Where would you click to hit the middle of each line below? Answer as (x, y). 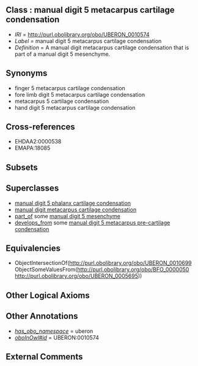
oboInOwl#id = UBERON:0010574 (57, 337)
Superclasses (32, 189)
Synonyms (27, 73)
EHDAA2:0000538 (38, 142)
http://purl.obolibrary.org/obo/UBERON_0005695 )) (78, 276)
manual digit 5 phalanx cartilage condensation (73, 203)
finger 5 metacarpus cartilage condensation (70, 88)
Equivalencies (33, 249)
